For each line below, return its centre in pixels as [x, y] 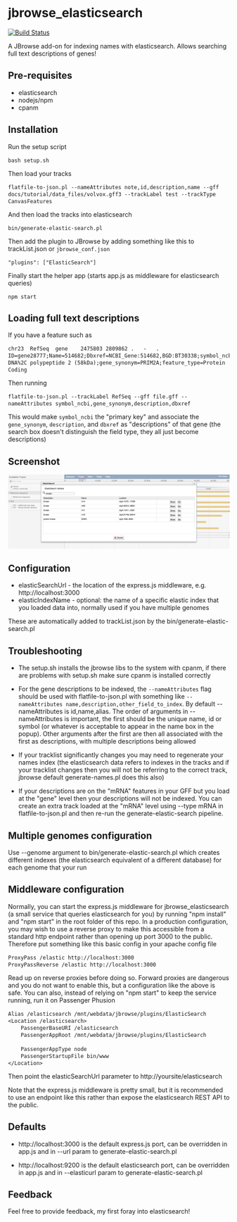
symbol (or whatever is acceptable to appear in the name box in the [116, 727]
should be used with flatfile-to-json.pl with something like [101, 696]
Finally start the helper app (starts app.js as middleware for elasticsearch [114, 275]
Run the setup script [37, 146]
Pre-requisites [40, 76]
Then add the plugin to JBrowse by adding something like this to [101, 241]
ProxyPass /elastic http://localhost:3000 [71, 957]
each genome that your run [47, 867]
